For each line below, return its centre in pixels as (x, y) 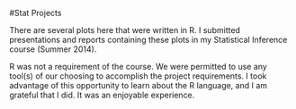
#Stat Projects (36, 13)
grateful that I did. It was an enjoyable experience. (102, 95)
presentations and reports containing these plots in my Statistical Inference (148, 40)
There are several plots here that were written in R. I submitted (125, 30)
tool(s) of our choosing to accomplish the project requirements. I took (138, 76)
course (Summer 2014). (53, 49)
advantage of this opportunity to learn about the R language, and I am (139, 85)
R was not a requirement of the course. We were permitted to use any (138, 67)
